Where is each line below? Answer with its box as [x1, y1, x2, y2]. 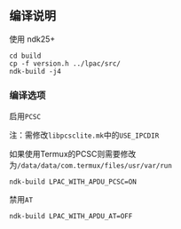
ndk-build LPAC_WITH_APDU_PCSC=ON [9, 178, 138, 186]
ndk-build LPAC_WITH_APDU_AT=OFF [9, 212, 133, 221]
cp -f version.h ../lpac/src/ [9, 59, 122, 68]
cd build [9, 51, 42, 60]
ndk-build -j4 [9, 67, 62, 75]
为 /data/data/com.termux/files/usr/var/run [9, 160, 173, 170]
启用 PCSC [9, 111, 42, 122]
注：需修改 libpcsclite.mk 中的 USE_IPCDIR [9, 130, 160, 140]
